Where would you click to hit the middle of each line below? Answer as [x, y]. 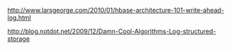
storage [19, 39]
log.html [19, 18]
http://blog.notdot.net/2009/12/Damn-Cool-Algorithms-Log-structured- [112, 31]
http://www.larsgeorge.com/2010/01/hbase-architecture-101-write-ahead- [116, 10]
